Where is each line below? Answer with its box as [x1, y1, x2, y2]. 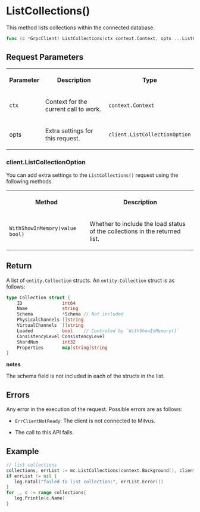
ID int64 [17, 300, 76, 306]
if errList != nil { [6, 473, 58, 479]
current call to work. [45, 105, 101, 113]
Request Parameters [6, 52, 84, 62]
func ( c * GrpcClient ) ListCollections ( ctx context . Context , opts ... [6, 35, 183, 41]
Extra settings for [45, 127, 93, 135]
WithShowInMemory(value [9, 225, 77, 231]
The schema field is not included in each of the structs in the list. [6, 372, 165, 380]
